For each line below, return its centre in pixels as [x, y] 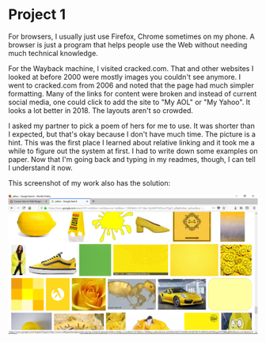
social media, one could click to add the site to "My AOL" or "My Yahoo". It [129, 102]
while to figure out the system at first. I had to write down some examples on [133, 151]
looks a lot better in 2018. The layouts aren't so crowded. [101, 110]
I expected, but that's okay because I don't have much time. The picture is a [132, 134]
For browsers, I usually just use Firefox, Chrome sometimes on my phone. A [131, 36]
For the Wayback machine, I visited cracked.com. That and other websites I [131, 68]
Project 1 [37, 15]
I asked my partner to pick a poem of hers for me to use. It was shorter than [131, 126]
